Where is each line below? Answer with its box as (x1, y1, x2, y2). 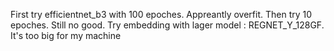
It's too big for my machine (10, 30, 122, 41)
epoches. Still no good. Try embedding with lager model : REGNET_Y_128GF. (10, 19, 325, 31)
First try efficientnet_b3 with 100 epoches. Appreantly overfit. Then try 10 (10, 9, 313, 20)
